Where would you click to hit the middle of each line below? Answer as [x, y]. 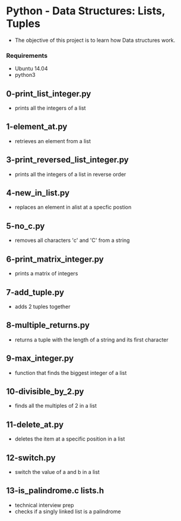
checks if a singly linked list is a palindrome [68, 511]
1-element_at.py [37, 127]
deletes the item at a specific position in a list [70, 439]
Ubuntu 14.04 [31, 69]
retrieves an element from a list [53, 141]
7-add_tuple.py [35, 292]
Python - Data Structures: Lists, [85, 11]
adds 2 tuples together [42, 306]
